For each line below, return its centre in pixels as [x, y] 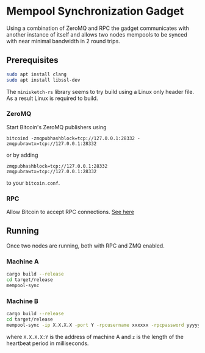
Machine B [22, 301]
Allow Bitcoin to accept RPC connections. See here [70, 212]
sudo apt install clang [37, 74]
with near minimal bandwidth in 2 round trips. [63, 41]
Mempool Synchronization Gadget [95, 11]
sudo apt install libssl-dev [43, 80]
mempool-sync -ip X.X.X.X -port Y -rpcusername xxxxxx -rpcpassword [95, 325]
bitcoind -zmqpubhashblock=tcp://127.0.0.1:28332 [71, 138]
